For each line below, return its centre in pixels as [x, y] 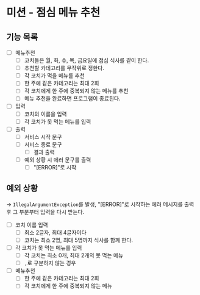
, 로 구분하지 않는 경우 [50, 263]
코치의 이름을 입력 [45, 114]
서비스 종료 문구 [43, 144]
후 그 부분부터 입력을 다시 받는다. [45, 211]
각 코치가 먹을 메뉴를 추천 [55, 76]
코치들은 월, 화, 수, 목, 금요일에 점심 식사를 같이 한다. [87, 60]
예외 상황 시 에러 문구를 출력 [58, 160]
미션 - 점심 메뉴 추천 [53, 12]
